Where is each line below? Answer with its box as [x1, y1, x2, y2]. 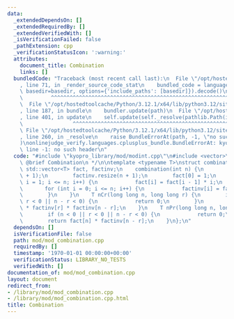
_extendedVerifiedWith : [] [13, 29, 92, 37]
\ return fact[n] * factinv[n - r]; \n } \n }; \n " [19, 217, 192, 224]
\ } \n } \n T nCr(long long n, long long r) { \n [19, 192, 201, 199]
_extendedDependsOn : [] [13, 17, 82, 24]
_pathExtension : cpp [13, 42, 73, 49]
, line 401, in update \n [19, 114, 92, 120]
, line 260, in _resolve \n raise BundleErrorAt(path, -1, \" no [19, 133, 217, 140]
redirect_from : [7, 282, 52, 289]
